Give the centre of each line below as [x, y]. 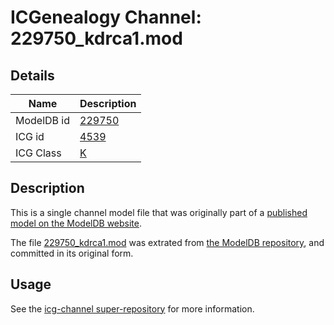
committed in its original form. [72, 253]
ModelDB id [43, 120]
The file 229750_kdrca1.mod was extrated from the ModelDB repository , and [167, 242]
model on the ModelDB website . [76, 223]
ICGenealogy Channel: [106, 17]
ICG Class [38, 153]
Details [32, 75]
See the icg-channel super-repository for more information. [132, 308]
